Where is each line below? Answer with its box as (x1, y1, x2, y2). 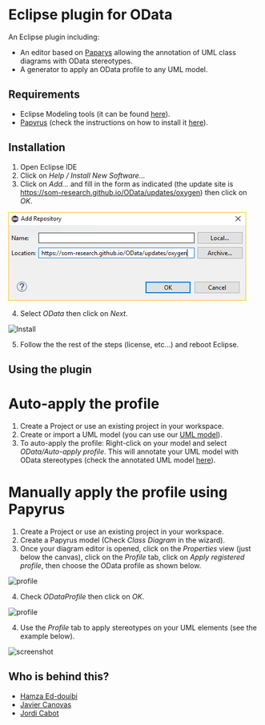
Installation (8, 141, 66, 154)
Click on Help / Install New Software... (19, 170, 146, 180)
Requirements (8, 88, 80, 102)
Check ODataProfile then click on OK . (19, 591, 145, 601)
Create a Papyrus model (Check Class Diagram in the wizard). (19, 535, 226, 545)
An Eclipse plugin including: (8, 32, 100, 42)
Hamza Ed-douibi (19, 691, 78, 701)
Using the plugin (8, 362, 92, 376)
